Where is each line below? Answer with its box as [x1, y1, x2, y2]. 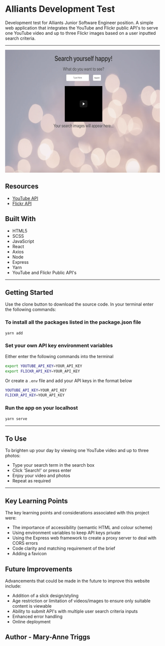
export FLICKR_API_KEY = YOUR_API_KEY [5, 368, 80, 374]
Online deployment [12, 618, 51, 624]
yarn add [5, 331, 23, 336]
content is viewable [12, 603, 52, 609]
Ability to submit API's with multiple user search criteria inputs [12, 608, 138, 614]
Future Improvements [5, 565, 73, 573]
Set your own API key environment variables [5, 342, 113, 349]
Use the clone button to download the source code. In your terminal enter [5, 301, 154, 308]
